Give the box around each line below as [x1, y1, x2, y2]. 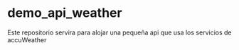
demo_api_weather [7, 5, 122, 21]
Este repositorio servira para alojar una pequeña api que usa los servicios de [7, 28, 232, 37]
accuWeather [7, 35, 47, 44]
